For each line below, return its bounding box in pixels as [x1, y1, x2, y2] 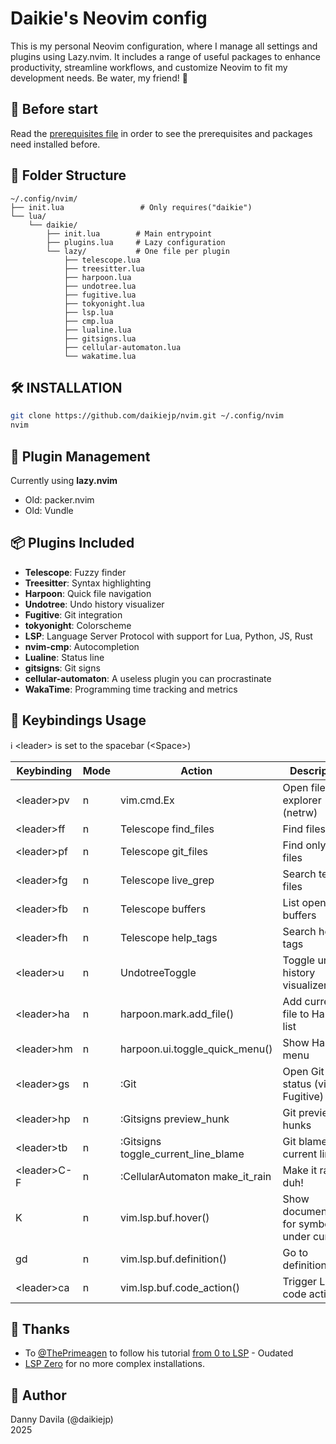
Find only [282, 838, 327, 852]
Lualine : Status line [24, 651, 105, 663]
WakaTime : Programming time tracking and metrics [24, 683, 238, 695]
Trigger [282, 1274, 318, 1288]
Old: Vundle [24, 504, 74, 516]
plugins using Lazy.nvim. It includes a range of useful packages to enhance [10, 50, 321, 62]
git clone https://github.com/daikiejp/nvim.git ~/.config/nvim [10, 411, 284, 421]
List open [282, 895, 327, 909]
